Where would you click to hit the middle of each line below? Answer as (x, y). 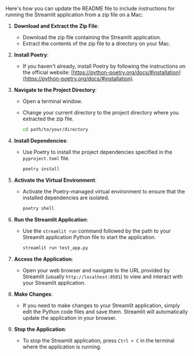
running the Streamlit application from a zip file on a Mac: (74, 15)
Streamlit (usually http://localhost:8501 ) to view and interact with (103, 276)
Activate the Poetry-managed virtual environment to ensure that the (104, 191)
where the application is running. (62, 347)
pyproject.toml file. (46, 158)
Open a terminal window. (52, 101)
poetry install (41, 169)
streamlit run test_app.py (55, 248)
